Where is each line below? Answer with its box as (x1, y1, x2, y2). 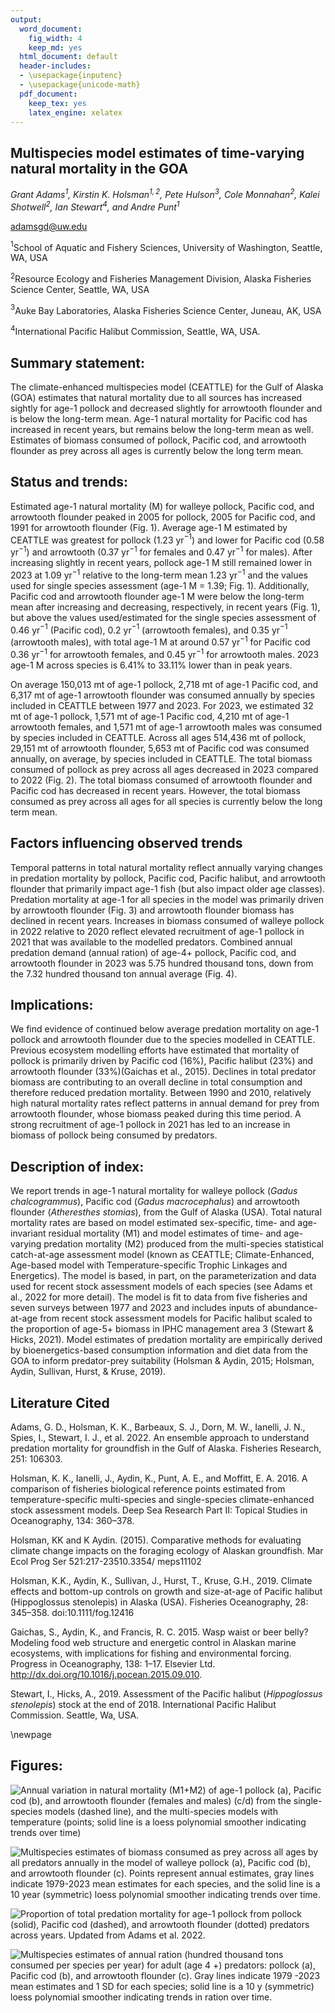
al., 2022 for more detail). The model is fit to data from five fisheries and (10, 1291, 308, 1303)
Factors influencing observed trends (10, 835, 243, 852)
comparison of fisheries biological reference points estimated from (10, 1482, 286, 1495)
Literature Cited (10, 1394, 110, 1411)
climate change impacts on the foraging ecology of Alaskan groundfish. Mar (10, 1544, 324, 1556)
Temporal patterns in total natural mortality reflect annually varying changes (10, 861, 323, 873)
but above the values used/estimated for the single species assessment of (10, 611, 317, 623)
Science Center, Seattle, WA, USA (10, 283, 150, 295)
